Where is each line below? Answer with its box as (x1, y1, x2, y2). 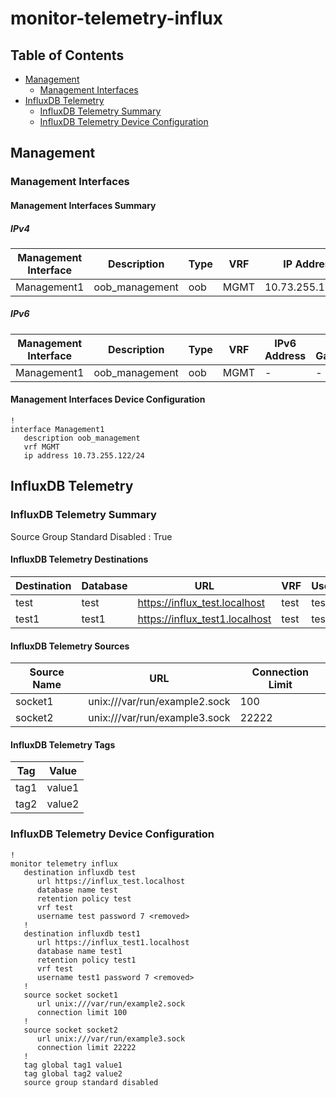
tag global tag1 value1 (23, 1060, 123, 1070)
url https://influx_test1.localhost (36, 937, 190, 947)
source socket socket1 (23, 990, 118, 1000)
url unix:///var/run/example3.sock (36, 1033, 186, 1044)
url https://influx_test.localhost (36, 876, 186, 886)
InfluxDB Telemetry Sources (10, 640, 130, 652)
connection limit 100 (36, 1007, 128, 1017)
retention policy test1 (36, 955, 137, 965)
